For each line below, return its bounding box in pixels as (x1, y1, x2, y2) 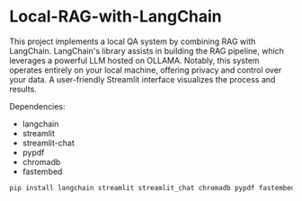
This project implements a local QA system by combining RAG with (9, 36, 256, 47)
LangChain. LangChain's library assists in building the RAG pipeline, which (9, 45, 285, 56)
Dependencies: (9, 100, 66, 111)
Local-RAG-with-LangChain (9, 6, 222, 27)
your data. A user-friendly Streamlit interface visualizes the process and (9, 74, 276, 84)
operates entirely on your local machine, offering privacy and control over (9, 65, 282, 75)
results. (9, 83, 38, 94)
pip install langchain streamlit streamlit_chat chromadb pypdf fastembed (9, 183, 296, 192)
